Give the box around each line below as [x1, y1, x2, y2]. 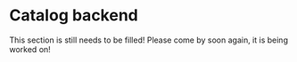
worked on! [9, 43, 51, 54]
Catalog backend [9, 5, 138, 26]
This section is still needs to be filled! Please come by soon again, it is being [9, 35, 288, 45]
